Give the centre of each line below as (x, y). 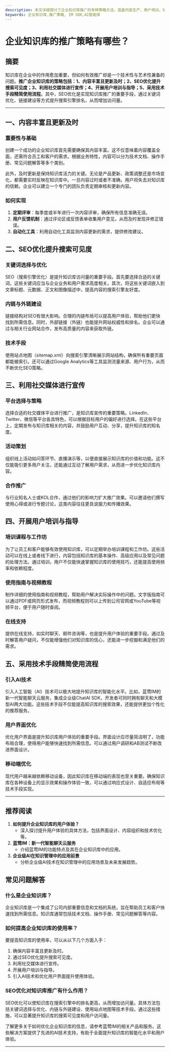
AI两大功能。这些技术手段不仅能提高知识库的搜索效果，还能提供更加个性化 (87, 704)
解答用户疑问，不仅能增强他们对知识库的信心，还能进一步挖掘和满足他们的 (87, 640)
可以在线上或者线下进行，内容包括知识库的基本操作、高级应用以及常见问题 (87, 555)
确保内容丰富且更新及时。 (39, 951)
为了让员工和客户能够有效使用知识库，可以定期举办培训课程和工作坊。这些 (83, 549)
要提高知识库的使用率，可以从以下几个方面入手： (56, 940)
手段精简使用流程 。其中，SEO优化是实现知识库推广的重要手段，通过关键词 (83, 94)
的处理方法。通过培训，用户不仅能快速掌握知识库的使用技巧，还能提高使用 (83, 562)
